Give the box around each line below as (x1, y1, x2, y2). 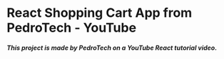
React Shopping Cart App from (6, 5, 193, 21)
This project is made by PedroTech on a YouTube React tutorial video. (6, 44, 218, 52)
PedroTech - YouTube (6, 20, 137, 36)
